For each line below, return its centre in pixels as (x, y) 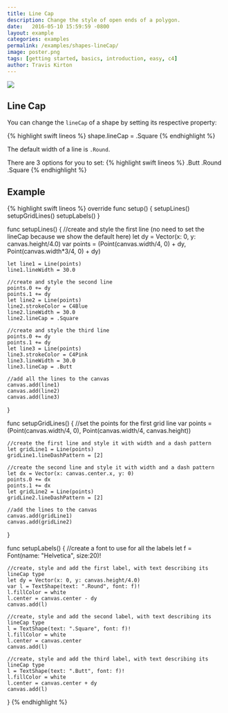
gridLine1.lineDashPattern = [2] (55, 456)
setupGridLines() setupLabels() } (54, 216)
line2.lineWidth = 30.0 (41, 313)
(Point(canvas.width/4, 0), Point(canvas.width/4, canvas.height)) (99, 431)
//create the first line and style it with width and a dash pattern (110, 443)
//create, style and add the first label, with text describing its (108, 568)
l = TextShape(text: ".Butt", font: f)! (66, 672)
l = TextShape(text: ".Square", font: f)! (69, 629)
